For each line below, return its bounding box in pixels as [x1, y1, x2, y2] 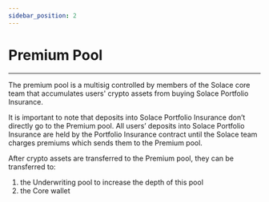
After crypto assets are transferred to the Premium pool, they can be [8, 153, 235, 163]
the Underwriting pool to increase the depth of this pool [19, 177, 204, 187]
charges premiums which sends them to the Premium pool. [8, 137, 203, 148]
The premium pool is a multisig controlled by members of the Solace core [8, 80, 251, 89]
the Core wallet [19, 185, 70, 196]
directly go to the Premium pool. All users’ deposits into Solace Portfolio [8, 121, 245, 130]
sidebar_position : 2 [8, 11, 78, 20]
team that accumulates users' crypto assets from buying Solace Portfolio [8, 89, 249, 98]
